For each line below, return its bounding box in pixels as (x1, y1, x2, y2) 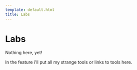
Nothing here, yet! (5, 50, 42, 56)
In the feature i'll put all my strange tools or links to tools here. (5, 59, 132, 65)
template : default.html (5, 7, 55, 12)
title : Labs (5, 12, 30, 17)
